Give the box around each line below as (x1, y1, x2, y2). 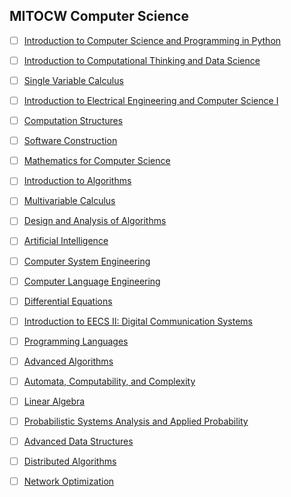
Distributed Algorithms (23, 455, 117, 468)
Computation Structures (23, 115, 124, 127)
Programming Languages (23, 335, 129, 347)
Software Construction (23, 135, 118, 147)
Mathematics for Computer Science (23, 155, 171, 167)
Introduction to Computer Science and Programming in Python (23, 34, 282, 46)
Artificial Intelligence (23, 235, 109, 247)
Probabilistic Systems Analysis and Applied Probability (23, 415, 249, 427)
